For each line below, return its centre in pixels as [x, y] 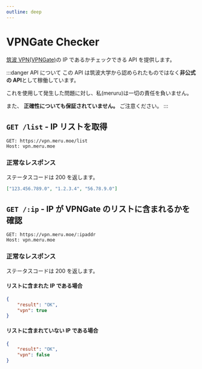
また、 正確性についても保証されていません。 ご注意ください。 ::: [87, 106]
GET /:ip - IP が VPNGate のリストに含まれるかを [98, 209]
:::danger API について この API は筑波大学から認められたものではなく [93, 72]
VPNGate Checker [53, 42]
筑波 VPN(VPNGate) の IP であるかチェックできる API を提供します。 [91, 59]
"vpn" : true [32, 310]
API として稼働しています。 [46, 80]
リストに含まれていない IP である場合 [52, 330]
